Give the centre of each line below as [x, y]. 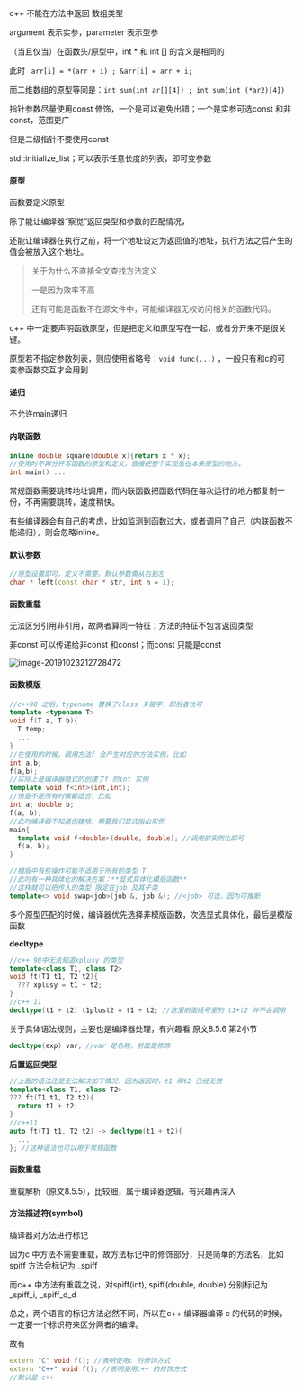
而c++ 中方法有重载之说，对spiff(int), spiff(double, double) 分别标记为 [138, 1284]
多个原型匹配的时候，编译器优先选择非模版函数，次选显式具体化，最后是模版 [151, 914]
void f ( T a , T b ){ [44, 721]
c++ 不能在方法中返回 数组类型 [67, 13]
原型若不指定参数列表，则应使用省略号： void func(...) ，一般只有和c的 [143, 359]
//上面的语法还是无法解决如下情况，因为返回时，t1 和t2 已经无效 [116, 1081]
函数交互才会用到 [56, 370]
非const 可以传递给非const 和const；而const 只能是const [115, 645]
